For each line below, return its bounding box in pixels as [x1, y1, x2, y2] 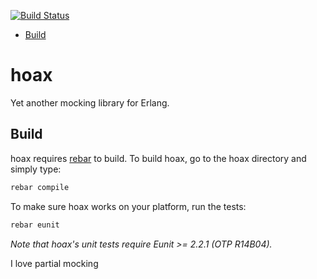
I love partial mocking [10, 257, 99, 269]
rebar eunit [10, 220, 60, 230]
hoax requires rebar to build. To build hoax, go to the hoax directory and [10, 152, 307, 164]
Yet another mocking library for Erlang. [10, 96, 170, 109]
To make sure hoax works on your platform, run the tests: [10, 200, 247, 212]
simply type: [10, 163, 62, 175]
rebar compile [10, 182, 70, 192]
